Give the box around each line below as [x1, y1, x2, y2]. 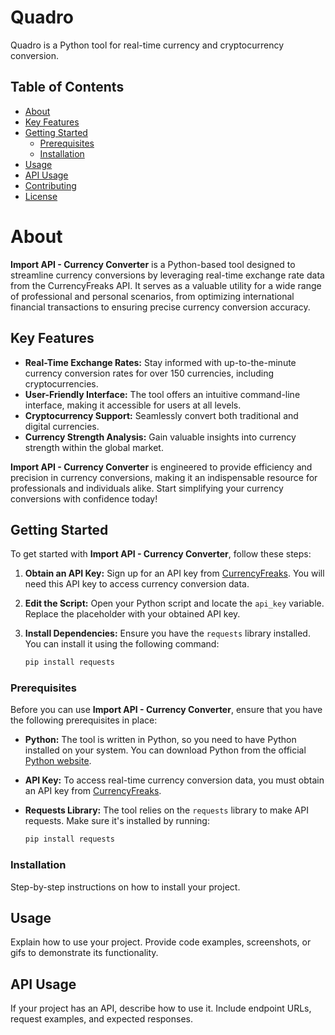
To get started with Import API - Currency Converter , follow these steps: [10, 548, 312, 560]
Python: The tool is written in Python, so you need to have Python [24, 734, 297, 746]
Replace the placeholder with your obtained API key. [24, 608, 241, 620]
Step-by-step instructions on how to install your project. [10, 881, 241, 893]
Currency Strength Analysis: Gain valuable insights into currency [24, 431, 297, 443]
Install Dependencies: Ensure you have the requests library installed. [24, 627, 311, 640]
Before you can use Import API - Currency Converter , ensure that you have [10, 704, 323, 716]
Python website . [24, 755, 92, 767]
